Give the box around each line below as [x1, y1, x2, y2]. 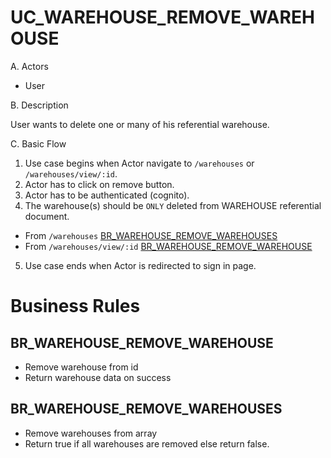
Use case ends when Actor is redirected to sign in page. [24, 259, 257, 271]
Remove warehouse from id [24, 361, 139, 373]
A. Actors [10, 60, 49, 72]
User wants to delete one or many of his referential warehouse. [10, 118, 270, 130]
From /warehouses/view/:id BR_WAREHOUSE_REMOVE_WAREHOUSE [24, 240, 313, 252]
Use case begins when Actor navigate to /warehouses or [24, 157, 255, 169]
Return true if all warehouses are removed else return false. [24, 437, 270, 450]
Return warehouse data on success [24, 371, 172, 383]
